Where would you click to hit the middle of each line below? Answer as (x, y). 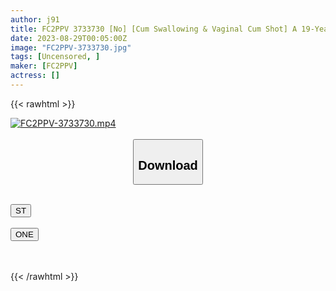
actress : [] (35, 76)
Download (168, 165)
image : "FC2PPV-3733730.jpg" (71, 47)
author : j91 (35, 19)
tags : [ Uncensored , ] (55, 57)
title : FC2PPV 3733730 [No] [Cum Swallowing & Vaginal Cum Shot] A (154, 29)
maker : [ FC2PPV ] (44, 66)
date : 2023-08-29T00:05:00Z (69, 38)
